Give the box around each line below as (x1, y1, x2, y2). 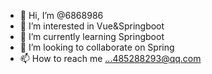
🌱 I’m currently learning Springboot (19, 31, 165, 42)
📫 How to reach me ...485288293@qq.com (19, 53, 202, 64)
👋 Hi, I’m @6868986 (19, 10, 104, 21)
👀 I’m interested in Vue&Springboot (19, 20, 165, 32)
